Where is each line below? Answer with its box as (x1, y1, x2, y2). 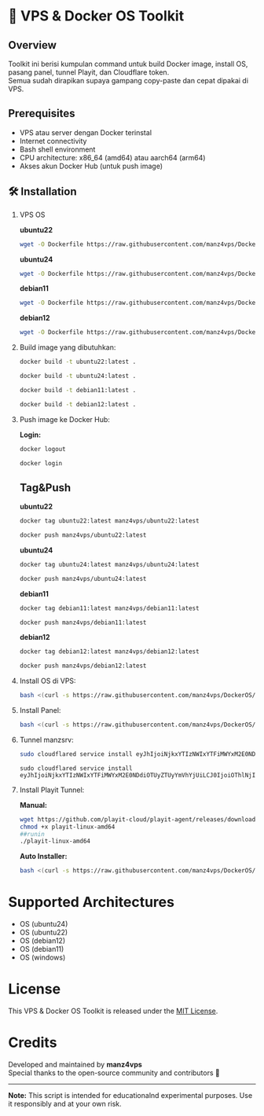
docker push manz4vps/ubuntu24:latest (19, 575, 147, 582)
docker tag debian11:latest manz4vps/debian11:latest (19, 604, 200, 612)
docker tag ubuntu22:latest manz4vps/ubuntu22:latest (19, 517, 200, 525)
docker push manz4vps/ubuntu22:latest (19, 531, 147, 539)
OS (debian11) (19, 945, 64, 954)
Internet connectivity (19, 136, 87, 145)
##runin (19, 830, 45, 838)
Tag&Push (19, 481, 71, 494)
